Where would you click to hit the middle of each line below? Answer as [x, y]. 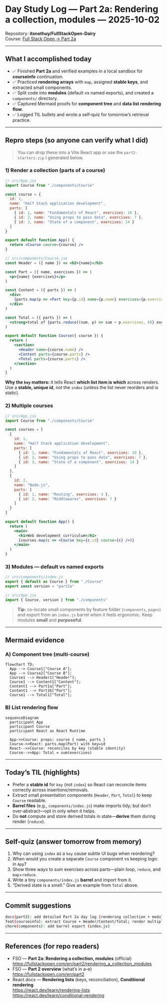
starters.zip [31, 158]
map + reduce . [25, 875]
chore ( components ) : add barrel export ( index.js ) [58, 926]
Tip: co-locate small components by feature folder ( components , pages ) [89, 609]
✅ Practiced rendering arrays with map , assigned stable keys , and [80, 82]
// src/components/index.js [34, 577]
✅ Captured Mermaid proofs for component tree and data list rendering [87, 103]
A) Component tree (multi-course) [47, 654]
